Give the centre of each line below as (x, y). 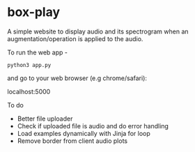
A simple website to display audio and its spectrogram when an (98, 31)
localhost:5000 (29, 91)
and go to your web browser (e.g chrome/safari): (77, 78)
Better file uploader (45, 119)
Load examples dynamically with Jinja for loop (84, 133)
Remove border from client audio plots (72, 141)
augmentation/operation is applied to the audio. (75, 38)
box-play (34, 12)
